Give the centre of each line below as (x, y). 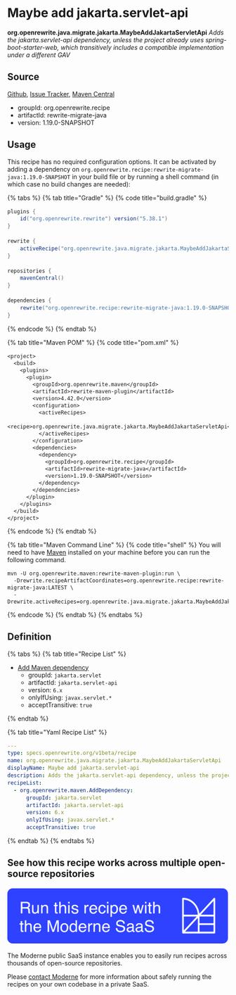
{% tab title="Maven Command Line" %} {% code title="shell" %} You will (114, 545)
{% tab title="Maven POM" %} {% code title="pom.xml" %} (93, 342)
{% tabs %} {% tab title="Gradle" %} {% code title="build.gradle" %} (107, 198)
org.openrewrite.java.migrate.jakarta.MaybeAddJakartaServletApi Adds (116, 32)
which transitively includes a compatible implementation (142, 47)
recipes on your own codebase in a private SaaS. (78, 984)
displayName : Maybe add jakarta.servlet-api (73, 768)
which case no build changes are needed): (69, 184)
